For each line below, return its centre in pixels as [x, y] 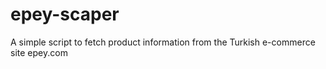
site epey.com [39, 52]
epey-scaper [65, 14]
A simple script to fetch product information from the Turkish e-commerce [163, 42]
